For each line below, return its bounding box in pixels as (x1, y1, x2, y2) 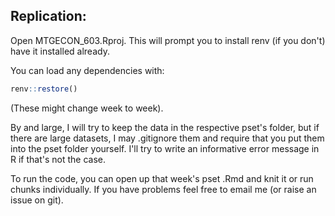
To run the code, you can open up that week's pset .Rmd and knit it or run (10, 172, 314, 184)
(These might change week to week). (10, 102, 164, 114)
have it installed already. (10, 45, 110, 57)
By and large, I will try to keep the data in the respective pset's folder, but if (10, 121, 320, 133)
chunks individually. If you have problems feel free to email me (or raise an (10, 183, 317, 195)
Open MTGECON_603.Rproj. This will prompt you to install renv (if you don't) (10, 34, 326, 46)
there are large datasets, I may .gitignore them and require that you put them (10, 132, 325, 144)
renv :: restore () (10, 84, 78, 94)
